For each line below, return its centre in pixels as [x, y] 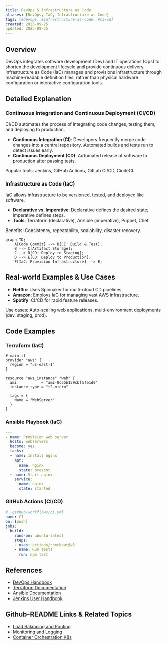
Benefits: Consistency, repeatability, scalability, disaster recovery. [73, 230]
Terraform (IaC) [25, 346]
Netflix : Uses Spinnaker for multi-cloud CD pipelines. [68, 289]
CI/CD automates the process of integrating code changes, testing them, [80, 124]
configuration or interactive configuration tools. [54, 83]
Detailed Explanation [38, 99]
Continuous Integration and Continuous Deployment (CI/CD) [80, 113]
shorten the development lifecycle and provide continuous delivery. [75, 67]
